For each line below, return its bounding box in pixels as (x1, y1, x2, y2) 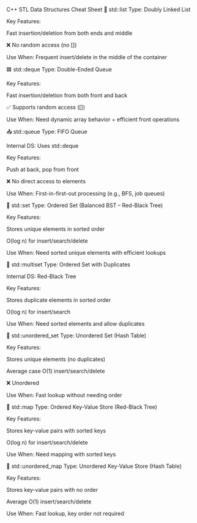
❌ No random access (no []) (6, 42, 77, 48)
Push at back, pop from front (6, 166, 80, 173)
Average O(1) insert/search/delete (6, 498, 92, 505)
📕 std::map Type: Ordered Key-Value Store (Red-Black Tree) (6, 403, 158, 411)
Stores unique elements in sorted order (6, 225, 105, 232)
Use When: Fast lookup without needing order (6, 392, 122, 398)
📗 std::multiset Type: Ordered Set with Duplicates (6, 261, 130, 268)
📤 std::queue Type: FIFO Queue (6, 128, 87, 135)
